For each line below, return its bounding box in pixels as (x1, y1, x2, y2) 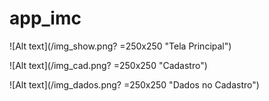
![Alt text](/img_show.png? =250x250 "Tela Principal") (9, 40, 232, 52)
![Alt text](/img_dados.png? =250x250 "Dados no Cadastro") (9, 78, 260, 91)
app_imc (9, 7, 82, 30)
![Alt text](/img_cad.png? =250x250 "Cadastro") (9, 59, 208, 71)
